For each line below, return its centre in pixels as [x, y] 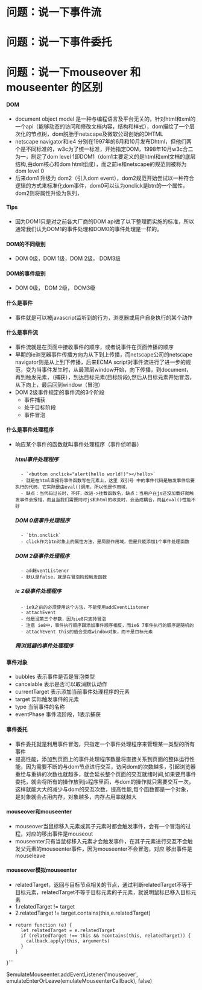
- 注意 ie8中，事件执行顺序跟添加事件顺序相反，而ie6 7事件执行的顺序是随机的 [107, 625]
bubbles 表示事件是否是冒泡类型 [55, 677]
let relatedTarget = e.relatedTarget [68, 931]
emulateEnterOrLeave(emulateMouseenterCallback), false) [79, 981]
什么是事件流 [22, 332]
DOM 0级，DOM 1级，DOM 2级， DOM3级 [68, 259]
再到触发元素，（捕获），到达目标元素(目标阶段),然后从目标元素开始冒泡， [105, 377]
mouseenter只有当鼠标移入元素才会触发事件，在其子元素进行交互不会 [101, 841]
